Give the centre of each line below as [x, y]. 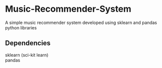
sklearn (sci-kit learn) [27, 55]
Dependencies [28, 43]
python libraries [21, 27]
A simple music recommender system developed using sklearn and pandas [81, 23]
